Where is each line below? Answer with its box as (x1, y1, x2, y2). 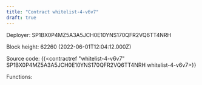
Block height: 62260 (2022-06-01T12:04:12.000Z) (6, 43, 132, 50)
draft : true (6, 15, 36, 21)
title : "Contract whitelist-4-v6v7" (6, 8, 99, 15)
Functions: (6, 73, 33, 80)
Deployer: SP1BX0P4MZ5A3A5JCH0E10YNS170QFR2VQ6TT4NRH (6, 31, 172, 38)
